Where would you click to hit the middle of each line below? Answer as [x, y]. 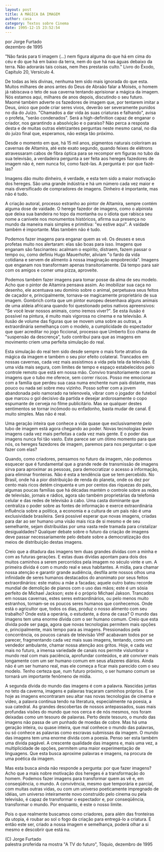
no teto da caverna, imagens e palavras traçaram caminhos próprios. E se [80, 691]
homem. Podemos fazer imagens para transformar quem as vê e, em [74, 779]
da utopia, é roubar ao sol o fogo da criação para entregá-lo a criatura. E [78, 819]
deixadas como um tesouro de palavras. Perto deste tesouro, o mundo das [80, 717]
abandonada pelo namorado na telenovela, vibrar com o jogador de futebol [81, 393]
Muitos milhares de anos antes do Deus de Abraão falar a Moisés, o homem [81, 87]
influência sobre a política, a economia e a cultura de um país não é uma [78, 511]
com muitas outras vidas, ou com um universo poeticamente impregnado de [82, 789]
